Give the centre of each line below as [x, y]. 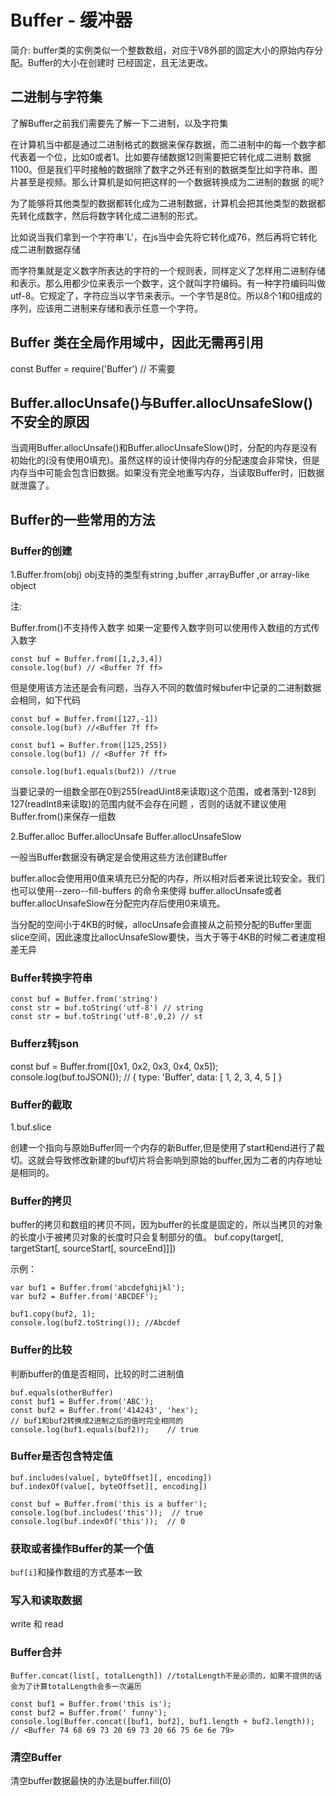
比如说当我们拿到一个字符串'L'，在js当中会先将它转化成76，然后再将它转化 [164, 237]
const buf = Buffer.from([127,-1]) [84, 719]
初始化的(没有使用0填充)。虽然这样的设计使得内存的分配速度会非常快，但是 [165, 460]
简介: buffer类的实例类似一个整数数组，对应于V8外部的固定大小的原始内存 [162, 50]
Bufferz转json [44, 1044]
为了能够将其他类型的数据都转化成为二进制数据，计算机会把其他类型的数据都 [168, 203]
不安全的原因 [50, 421]
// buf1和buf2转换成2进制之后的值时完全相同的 [97, 1421]
